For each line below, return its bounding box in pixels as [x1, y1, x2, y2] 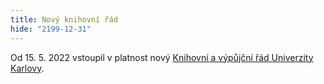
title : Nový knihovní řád [10, 14, 118, 25]
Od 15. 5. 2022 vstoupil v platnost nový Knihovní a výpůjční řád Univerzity [10, 51, 314, 63]
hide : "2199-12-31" [10, 24, 92, 34]
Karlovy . [10, 62, 45, 74]
